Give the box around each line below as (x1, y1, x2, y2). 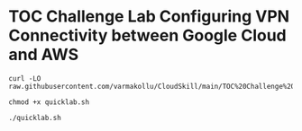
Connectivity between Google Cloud (8, 25, 287, 46)
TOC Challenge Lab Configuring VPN (8, 6, 290, 27)
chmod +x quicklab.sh (8, 97, 90, 107)
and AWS (8, 45, 79, 65)
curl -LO (8, 74, 41, 83)
